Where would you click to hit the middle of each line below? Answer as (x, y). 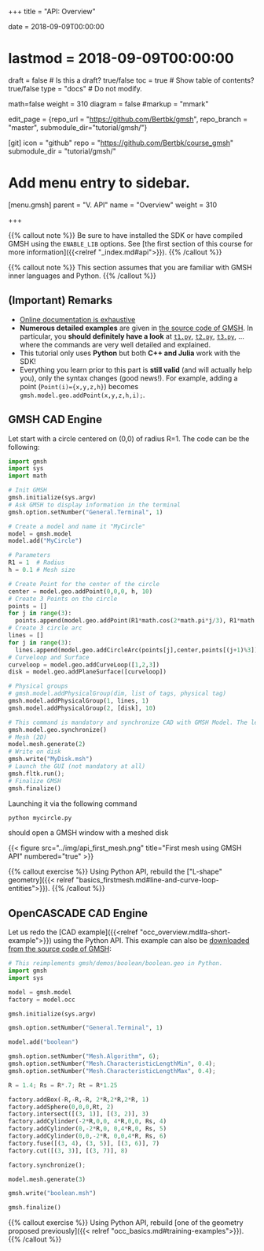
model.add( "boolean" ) (44, 1042)
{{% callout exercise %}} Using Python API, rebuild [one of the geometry (126, 1223)
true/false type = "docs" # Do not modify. (75, 88)
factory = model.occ (42, 1000)
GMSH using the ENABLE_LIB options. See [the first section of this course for (130, 243)
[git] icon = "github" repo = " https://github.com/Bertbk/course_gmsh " (121, 143)
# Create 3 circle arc (45, 628)
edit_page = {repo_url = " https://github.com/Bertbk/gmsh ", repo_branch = (128, 119)
